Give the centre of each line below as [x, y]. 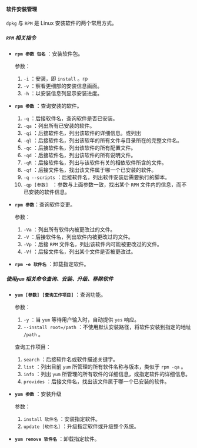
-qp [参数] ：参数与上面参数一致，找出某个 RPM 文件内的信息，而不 [105, 185]
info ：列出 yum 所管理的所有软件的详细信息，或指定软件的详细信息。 [107, 374]
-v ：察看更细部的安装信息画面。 [63, 86]
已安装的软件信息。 [47, 192]
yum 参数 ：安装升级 [38, 394]
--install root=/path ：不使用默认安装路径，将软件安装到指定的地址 [107, 327]
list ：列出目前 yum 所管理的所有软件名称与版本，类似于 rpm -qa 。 [105, 367]
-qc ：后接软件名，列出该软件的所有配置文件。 [80, 148]
